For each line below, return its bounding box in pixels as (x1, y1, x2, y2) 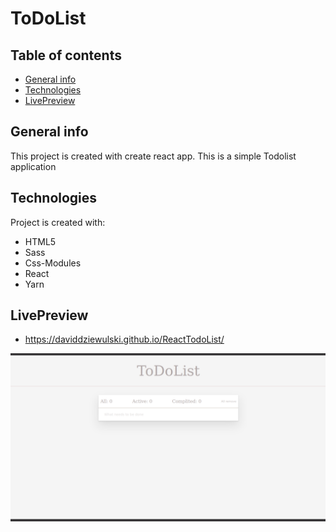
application (10, 160, 57, 172)
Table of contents (10, 47, 122, 64)
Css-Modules (24, 257, 82, 269)
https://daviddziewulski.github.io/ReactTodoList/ (24, 333, 225, 346)
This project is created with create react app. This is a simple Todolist (10, 150, 297, 162)
